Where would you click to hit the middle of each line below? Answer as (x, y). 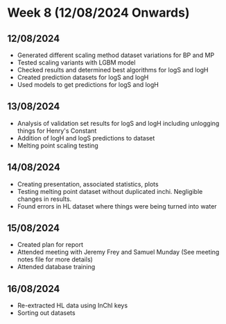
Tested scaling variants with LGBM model (76, 63)
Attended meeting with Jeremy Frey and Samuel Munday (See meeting (118, 252)
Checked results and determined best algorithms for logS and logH (113, 70)
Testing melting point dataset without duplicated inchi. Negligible (110, 191)
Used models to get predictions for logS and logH (88, 84)
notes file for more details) (55, 259)
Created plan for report (50, 245)
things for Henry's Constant (57, 131)
